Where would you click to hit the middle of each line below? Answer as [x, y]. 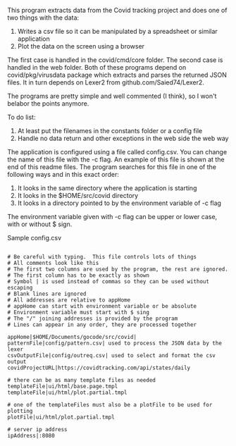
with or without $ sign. [40, 224]
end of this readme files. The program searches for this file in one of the [112, 167]
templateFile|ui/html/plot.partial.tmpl [68, 392]
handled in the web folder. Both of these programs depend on [97, 67]
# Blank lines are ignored [47, 294]
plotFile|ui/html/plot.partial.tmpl [61, 417]
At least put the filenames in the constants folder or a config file [110, 131]
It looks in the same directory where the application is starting [107, 188]
